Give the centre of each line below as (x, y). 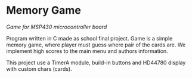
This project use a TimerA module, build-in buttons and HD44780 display (96, 63)
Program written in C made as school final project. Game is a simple (89, 38)
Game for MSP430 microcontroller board (57, 27)
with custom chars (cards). (39, 68)
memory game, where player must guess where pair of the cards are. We (96, 45)
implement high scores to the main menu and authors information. (87, 51)
